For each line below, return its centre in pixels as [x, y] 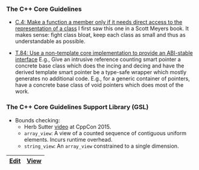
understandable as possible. [50, 42]
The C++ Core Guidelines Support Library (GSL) [77, 107]
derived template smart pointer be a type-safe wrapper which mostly [101, 72]
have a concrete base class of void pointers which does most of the [99, 85]
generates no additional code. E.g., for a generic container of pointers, [102, 79]
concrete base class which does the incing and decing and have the [99, 66]
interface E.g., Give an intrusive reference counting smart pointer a [98, 60]
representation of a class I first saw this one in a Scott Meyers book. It [102, 28]
